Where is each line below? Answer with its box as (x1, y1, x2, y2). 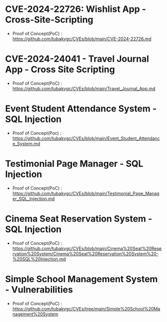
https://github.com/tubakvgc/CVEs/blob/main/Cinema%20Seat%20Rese (12, 245, 162, 251)
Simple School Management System (5, 273, 158, 285)
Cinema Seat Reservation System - (5, 213, 153, 224)
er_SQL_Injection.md (12, 196, 55, 202)
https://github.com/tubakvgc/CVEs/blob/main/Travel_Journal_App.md (12, 86, 156, 92)
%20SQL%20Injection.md (12, 256, 66, 262)
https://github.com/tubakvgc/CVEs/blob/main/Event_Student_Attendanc (12, 135, 160, 141)
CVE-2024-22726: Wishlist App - (5, 3, 147, 15)
